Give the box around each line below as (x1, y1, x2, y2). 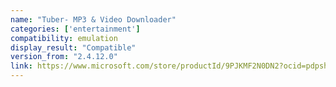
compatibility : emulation (10, 33, 118, 43)
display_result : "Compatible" (10, 42, 137, 53)
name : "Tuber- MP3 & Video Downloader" (10, 14, 177, 25)
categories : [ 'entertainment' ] (10, 24, 141, 34)
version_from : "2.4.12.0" (10, 52, 118, 62)
